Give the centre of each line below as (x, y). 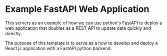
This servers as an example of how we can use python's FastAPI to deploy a (84, 23)
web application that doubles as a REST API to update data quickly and (78, 28)
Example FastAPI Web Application (77, 9)
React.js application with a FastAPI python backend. (58, 48)
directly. (13, 33)
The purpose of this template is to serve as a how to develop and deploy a (81, 43)
